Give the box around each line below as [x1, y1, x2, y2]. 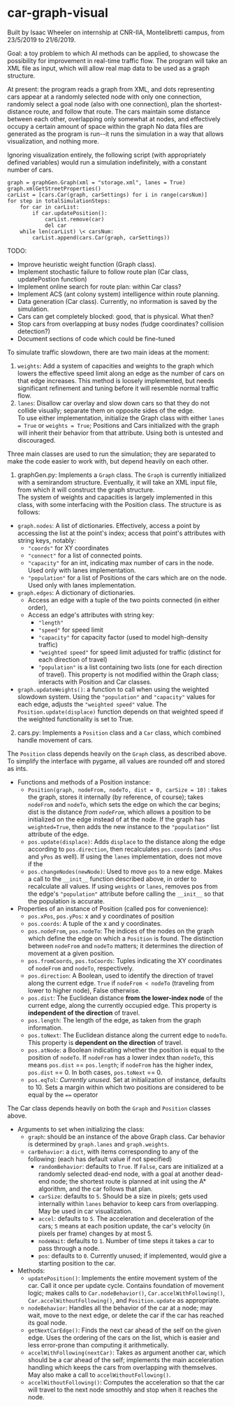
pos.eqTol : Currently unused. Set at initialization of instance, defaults [27, 1075, 226, 1083]
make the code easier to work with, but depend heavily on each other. [7, 457, 209, 465]
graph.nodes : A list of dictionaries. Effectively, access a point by [17, 521, 200, 529]
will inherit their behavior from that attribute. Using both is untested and [17, 429, 224, 437]
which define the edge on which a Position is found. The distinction [27, 934, 224, 943]
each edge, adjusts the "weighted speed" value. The [17, 700, 168, 708]
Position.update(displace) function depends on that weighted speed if [17, 707, 224, 716]
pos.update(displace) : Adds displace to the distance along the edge [27, 837, 226, 845]
